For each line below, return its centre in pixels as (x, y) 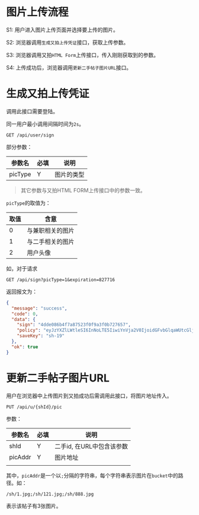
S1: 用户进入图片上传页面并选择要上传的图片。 (62, 30)
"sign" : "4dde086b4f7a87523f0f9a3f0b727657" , (74, 325)
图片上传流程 (38, 12)
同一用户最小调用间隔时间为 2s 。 (45, 124)
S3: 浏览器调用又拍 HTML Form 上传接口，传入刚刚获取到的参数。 (83, 55)
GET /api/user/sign (30, 135)
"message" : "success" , (39, 308)
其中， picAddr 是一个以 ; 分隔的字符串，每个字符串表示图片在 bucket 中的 (92, 475)
